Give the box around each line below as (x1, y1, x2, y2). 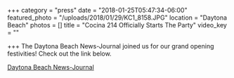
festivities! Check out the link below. (7, 49, 112, 58)
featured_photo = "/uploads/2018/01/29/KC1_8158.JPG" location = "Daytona (7, 13, 227, 22)
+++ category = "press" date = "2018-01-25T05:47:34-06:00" (7, 6, 188, 14)
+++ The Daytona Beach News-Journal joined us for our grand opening (7, 42, 214, 50)
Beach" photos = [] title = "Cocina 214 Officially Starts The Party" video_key (7, 21, 227, 29)
